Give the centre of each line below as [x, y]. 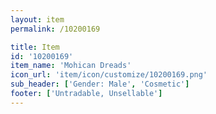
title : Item [35, 47]
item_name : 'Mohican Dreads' [71, 66]
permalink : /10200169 [55, 29]
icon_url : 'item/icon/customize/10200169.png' [109, 75]
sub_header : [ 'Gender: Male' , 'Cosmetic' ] [100, 84]
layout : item [37, 19]
